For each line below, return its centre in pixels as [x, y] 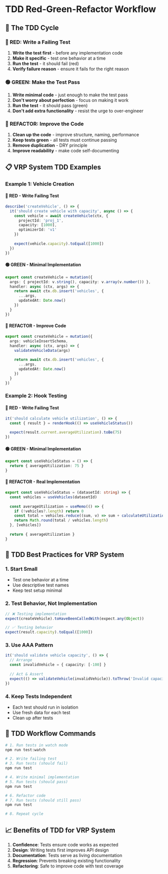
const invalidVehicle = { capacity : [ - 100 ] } [58, 665]
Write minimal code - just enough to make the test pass [70, 95]
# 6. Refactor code [25, 795]
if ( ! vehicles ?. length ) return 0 [49, 511]
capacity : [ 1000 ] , [37, 225]
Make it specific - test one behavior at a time [59, 58]
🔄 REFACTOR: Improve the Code [44, 124]
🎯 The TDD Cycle [32, 28]
